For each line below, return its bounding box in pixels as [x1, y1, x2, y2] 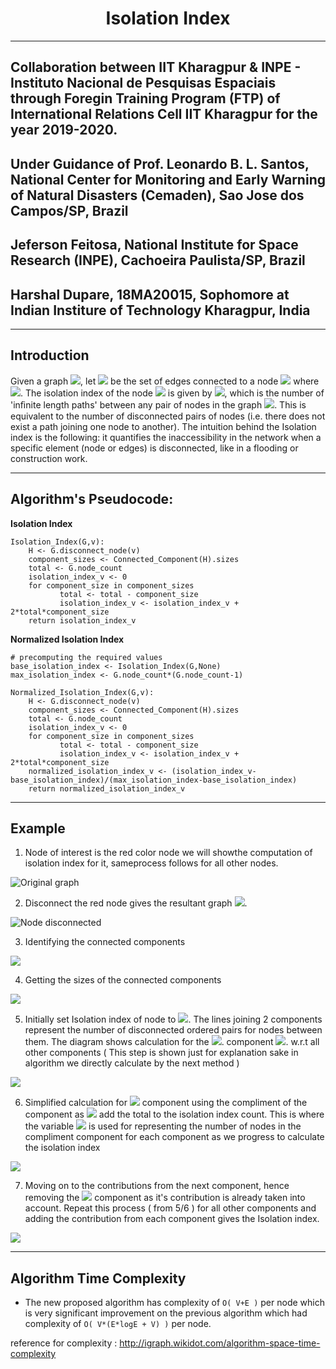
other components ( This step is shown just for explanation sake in [24, 1047, 299, 1059]
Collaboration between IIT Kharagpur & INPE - [10, 59, 302, 76]
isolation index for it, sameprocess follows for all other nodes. [24, 857, 279, 869]
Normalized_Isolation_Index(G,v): [10, 687, 155, 697]
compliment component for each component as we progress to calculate [24, 1131, 325, 1143]
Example [10, 820, 66, 837]
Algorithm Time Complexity [10, 1270, 187, 1287]
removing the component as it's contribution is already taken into [24, 1192, 306, 1204]
